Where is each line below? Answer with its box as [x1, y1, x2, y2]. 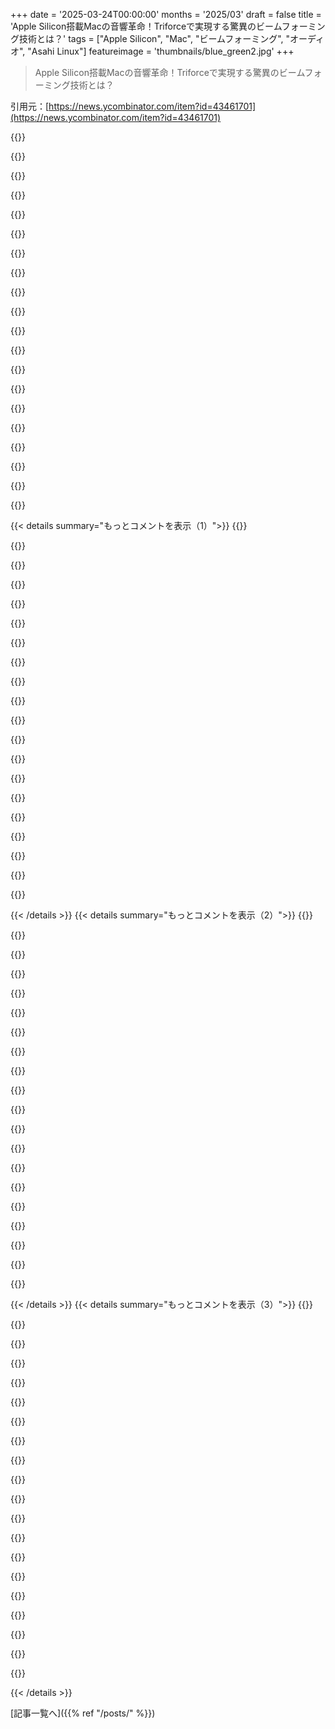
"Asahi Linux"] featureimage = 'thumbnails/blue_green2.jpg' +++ [27, 45, 295, 57]
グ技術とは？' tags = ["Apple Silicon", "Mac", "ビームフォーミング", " [10, 33, 291, 44]
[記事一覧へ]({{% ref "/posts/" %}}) [10, 1707, 156, 1719]
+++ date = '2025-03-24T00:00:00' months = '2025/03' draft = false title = [10, 9, 322, 20]
